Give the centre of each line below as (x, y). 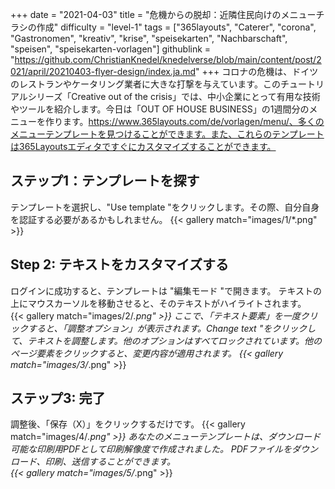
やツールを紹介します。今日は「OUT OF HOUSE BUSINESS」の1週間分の (160, 109)
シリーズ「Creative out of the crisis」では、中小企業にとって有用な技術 (174, 96)
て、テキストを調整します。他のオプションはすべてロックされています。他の (166, 340)
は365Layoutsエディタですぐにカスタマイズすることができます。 (143, 146)
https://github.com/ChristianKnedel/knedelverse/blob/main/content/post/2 (168, 59)
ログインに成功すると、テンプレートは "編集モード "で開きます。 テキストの (166, 290)
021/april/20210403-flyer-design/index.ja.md (103, 71)
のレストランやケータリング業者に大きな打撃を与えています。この (145, 84)
